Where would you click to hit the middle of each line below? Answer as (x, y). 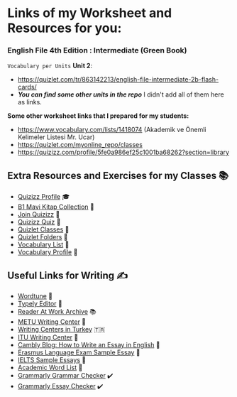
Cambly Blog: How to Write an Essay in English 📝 (89, 345)
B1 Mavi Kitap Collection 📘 (56, 207)
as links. (30, 102)
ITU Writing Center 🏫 (48, 337)
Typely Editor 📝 (40, 304)
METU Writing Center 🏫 (52, 322)
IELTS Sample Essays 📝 (52, 360)
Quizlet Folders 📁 (43, 237)
